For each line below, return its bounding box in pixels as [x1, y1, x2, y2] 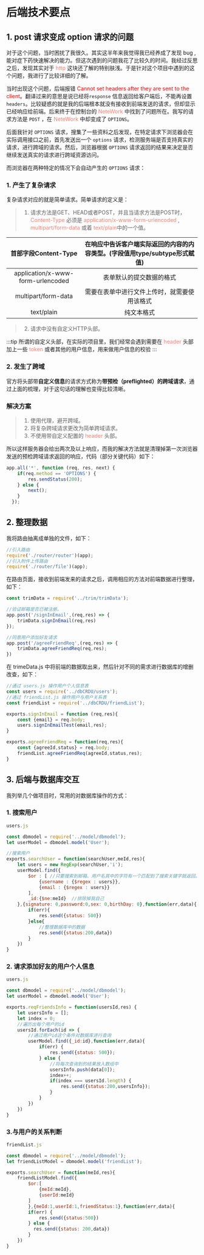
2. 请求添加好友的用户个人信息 [6, 962, 95, 971]
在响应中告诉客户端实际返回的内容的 [84, 240, 189, 249]
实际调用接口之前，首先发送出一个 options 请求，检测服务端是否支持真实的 [6, 136, 193, 143]
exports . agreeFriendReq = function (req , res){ [6, 739, 123, 745]
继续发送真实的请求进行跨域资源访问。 [6, 151, 102, 159]
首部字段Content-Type [10, 249, 78, 258]
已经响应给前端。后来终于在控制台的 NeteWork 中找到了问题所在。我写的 [6, 108, 189, 115]
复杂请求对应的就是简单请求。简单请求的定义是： [6, 196, 129, 203]
